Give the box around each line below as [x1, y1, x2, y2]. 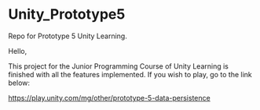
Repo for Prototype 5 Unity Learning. [8, 31, 127, 41]
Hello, [8, 46, 27, 55]
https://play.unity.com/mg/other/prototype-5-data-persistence [8, 93, 211, 102]
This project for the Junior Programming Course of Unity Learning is [8, 61, 229, 71]
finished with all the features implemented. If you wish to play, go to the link [8, 69, 253, 79]
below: [8, 78, 30, 87]
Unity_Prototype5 [8, 5, 126, 23]
